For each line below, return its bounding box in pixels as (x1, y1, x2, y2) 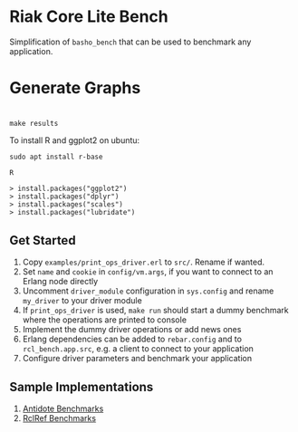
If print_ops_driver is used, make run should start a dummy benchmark (22, 305, 289, 316)
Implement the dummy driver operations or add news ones (22, 324, 242, 335)
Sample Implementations (9, 379, 154, 395)
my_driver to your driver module (22, 295, 142, 306)
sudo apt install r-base (9, 152, 103, 162)
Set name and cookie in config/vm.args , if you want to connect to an (22, 266, 274, 277)
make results (9, 120, 59, 129)
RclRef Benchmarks (22, 412, 97, 423)
